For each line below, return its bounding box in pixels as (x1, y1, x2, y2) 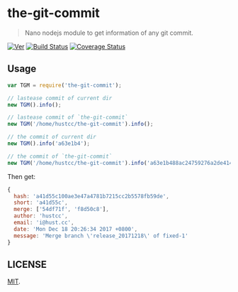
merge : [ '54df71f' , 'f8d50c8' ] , (13, 206, 110, 213)
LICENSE (7, 258, 47, 271)
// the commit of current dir (7, 134, 97, 141)
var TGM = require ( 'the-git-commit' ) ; (7, 82, 122, 89)
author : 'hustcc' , (13, 212, 69, 220)
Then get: (7, 172, 36, 180)
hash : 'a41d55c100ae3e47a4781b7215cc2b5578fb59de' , (13, 193, 170, 200)
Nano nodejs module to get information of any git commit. (24, 28, 193, 37)
